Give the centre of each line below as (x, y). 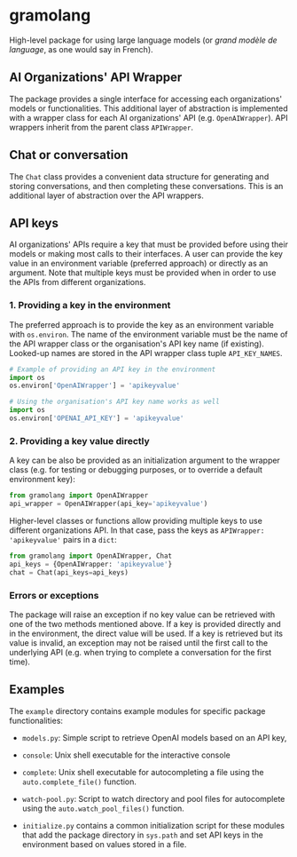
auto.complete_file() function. (79, 782)
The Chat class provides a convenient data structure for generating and (139, 176)
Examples (37, 690)
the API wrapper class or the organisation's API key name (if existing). (137, 344)
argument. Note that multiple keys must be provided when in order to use (143, 273)
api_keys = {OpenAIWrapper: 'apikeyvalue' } (91, 564)
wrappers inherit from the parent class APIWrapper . (101, 127)
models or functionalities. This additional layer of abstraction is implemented (148, 108)
